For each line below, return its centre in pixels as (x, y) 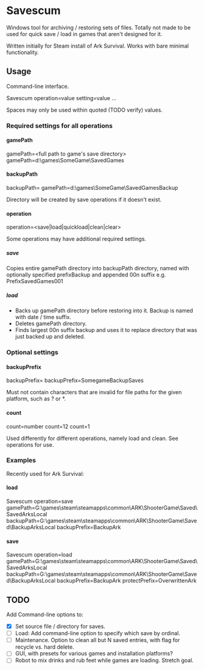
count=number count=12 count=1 (48, 426)
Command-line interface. (38, 86)
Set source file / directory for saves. (60, 627)
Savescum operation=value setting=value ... (62, 98)
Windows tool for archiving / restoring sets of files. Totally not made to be (98, 27)
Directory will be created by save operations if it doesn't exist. (84, 200)
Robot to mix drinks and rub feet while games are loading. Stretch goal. (104, 660)
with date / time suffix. (43, 317)
